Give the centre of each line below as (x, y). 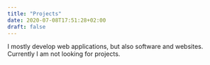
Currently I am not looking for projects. (64, 54)
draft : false (27, 27)
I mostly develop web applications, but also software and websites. (105, 47)
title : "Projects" (34, 14)
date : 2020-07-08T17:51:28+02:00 (57, 20)
